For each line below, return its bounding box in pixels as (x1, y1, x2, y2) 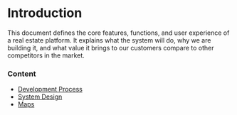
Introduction (7, 5, 83, 21)
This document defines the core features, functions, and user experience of (7, 28, 230, 37)
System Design (17, 92, 63, 101)
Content (7, 69, 37, 79)
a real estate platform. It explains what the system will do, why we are (7, 35, 211, 44)
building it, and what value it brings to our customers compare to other (7, 43, 214, 52)
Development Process (17, 85, 83, 94)
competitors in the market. (7, 51, 85, 60)
